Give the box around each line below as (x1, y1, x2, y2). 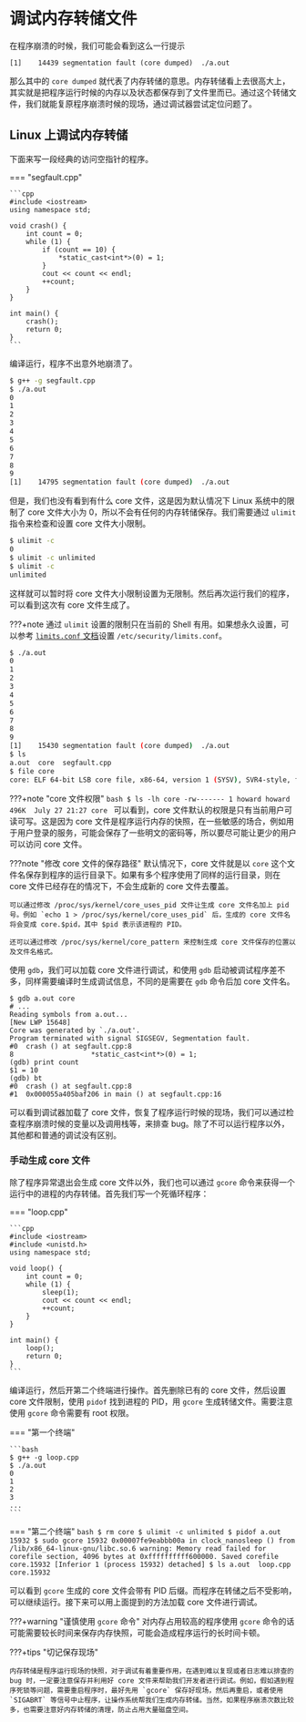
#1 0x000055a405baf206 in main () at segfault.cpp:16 (9, 1090, 222, 1099)
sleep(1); (42, 1287, 79, 1297)
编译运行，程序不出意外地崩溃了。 (9, 357, 138, 369)
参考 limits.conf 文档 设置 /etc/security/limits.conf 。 (16, 630, 228, 641)
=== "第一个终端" (9, 1427, 76, 1438)
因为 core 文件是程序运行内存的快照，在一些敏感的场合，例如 (56, 815, 287, 826)
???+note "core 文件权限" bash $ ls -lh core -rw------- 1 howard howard (9, 793, 291, 804)
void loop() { (9, 1264, 64, 1273)
